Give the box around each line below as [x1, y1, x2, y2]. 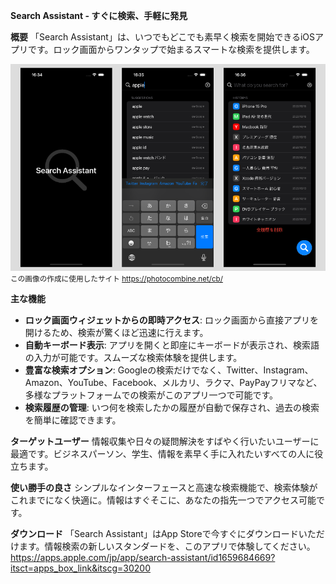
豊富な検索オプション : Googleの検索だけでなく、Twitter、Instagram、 [24, 364, 314, 376]
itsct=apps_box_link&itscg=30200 [10, 562, 151, 574]
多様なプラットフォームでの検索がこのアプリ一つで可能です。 [24, 389, 278, 401]
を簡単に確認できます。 [24, 414, 122, 426]
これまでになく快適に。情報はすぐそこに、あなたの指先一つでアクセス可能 [10, 494, 317, 506]
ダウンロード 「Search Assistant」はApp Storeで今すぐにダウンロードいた [10, 527, 317, 539]
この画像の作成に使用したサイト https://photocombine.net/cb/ [10, 274, 223, 284]
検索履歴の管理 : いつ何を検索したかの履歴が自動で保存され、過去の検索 [24, 401, 320, 413]
